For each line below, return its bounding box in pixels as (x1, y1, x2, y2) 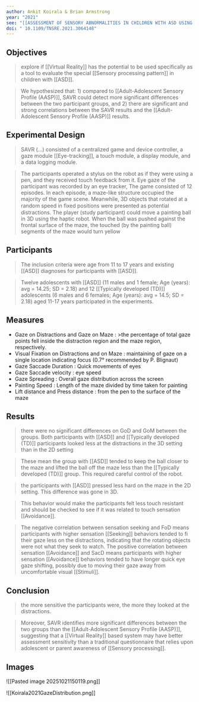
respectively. (14, 343, 46, 350)
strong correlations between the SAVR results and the (20, 107, 153, 114)
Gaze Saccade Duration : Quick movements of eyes (14, 362, 141, 369)
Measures (6, 315, 45, 325)
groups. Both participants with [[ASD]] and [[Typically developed (20, 433, 179, 441)
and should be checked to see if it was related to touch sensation (20, 506, 181, 513)
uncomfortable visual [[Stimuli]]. (20, 569, 100, 576)
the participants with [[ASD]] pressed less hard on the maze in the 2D (20, 482, 191, 489)
